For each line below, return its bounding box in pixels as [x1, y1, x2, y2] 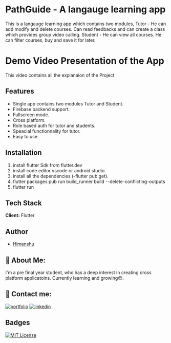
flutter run [12, 184, 34, 190]
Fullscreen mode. [12, 112, 50, 118]
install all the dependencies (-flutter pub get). [12, 173, 109, 179]
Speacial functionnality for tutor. [12, 128, 81, 134]
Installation [5, 148, 42, 157]
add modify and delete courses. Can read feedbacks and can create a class [5, 26, 165, 32]
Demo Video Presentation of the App [5, 55, 165, 67]
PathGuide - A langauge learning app [5, 4, 166, 15]
